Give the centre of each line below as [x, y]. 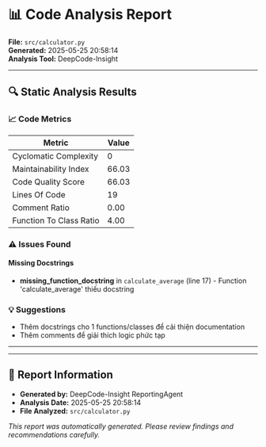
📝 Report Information [61, 375]
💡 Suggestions [37, 309]
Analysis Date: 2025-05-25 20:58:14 [80, 402]
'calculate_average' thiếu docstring [77, 288]
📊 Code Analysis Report [90, 15]
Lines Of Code [39, 194]
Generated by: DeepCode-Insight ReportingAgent [101, 394]
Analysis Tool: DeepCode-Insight [63, 59]
